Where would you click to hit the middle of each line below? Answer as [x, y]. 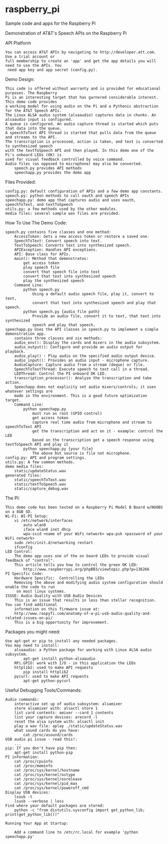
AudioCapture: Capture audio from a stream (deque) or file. [79, 365]
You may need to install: [32, 645]
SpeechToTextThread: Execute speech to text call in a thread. [82, 369]
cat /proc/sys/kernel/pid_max [46, 783]
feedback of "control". [30, 560]
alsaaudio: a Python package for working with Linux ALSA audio [83, 650]
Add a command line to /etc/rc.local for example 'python [76, 832]
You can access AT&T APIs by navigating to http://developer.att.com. [81, 52]
